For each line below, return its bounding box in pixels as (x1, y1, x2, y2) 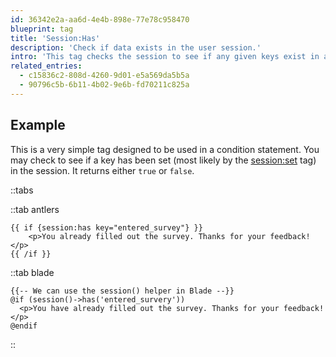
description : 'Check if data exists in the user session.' (10, 42, 262, 53)
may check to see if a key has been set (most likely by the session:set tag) (10, 154, 317, 166)
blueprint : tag (10, 24, 74, 34)
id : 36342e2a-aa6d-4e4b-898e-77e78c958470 (10, 14, 190, 25)
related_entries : (10, 61, 83, 71)
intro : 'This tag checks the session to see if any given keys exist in (10, 52, 320, 62)
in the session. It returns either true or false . (10, 164, 195, 176)
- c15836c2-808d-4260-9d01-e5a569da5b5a (19, 71, 190, 81)
